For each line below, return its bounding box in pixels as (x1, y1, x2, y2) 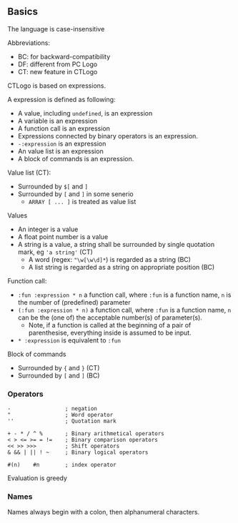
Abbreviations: (7, 39, 50, 47)
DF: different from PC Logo (17, 60, 98, 68)
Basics (7, 6, 38, 18)
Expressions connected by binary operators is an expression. (17, 131, 199, 140)
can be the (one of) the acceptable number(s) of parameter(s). (17, 313, 202, 322)
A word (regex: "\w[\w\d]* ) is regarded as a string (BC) (28, 255, 192, 263)
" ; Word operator (7, 412, 114, 419)
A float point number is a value (17, 232, 109, 241)
